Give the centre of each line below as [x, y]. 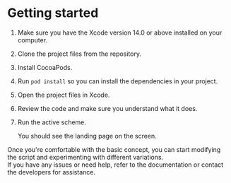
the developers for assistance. [52, 172]
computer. [32, 40]
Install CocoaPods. [45, 67]
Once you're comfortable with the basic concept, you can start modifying [114, 149]
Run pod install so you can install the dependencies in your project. [118, 81]
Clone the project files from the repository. [79, 54]
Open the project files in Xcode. [64, 95]
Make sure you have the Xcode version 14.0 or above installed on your [120, 33]
